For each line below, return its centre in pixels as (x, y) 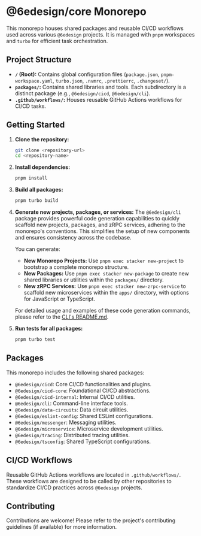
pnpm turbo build (36, 201)
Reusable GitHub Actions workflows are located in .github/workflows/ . (94, 474)
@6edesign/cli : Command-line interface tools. (71, 403)
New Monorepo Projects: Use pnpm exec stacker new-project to (104, 261)
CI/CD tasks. (31, 106)
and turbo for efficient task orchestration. (57, 41)
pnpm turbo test (35, 340)
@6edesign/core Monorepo (76, 12)
